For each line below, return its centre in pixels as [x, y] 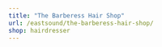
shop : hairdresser [39, 30]
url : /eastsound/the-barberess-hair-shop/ [81, 23]
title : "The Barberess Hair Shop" [67, 16]
